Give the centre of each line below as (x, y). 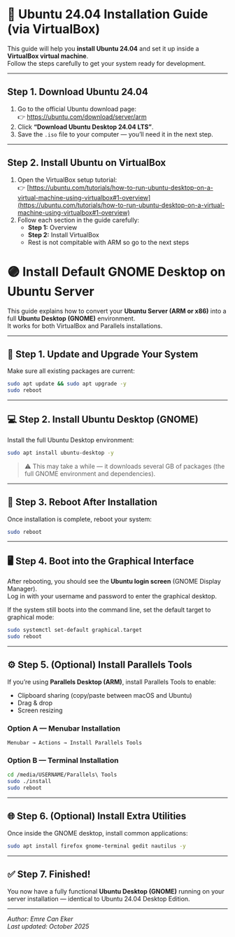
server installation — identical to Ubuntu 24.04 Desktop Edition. (99, 899)
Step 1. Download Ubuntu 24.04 (78, 92)
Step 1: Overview (52, 227)
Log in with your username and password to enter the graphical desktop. (112, 596)
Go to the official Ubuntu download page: (77, 108)
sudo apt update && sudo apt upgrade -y (67, 384)
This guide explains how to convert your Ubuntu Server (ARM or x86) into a (117, 311)
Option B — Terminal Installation (63, 761)
